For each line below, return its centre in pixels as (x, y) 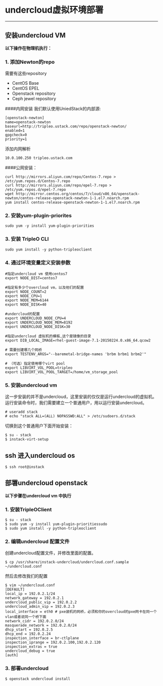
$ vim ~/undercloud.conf (30, 585)
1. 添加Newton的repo (30, 62)
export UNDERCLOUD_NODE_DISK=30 (38, 326)
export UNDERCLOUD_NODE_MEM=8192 (39, 322)
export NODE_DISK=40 (26, 305)
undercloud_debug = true (30, 651)
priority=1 (16, 139)
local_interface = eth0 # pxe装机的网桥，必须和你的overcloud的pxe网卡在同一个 (81, 612)
